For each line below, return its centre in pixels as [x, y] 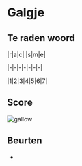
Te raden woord [41, 38]
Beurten [25, 141]
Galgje [26, 13]
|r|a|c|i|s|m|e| [26, 54]
